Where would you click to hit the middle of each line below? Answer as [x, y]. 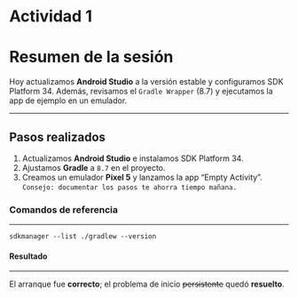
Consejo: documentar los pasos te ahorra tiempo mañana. [129, 187]
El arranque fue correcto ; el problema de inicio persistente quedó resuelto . [147, 284]
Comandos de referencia [63, 209]
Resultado [28, 256]
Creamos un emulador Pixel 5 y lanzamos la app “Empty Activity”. [142, 177]
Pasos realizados [58, 137]
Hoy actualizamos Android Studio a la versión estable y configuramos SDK [146, 82]
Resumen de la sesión [91, 57]
